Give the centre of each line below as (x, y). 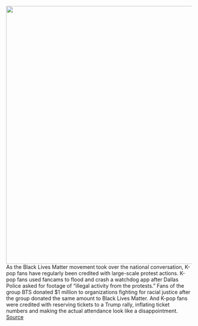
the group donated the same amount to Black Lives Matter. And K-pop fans (97, 298)
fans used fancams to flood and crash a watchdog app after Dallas (98, 279)
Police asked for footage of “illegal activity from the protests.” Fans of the (95, 286)
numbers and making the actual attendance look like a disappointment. (92, 311)
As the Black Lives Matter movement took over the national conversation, (95, 267)
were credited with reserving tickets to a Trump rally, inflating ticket (88, 304)
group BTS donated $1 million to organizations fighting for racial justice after (98, 292)
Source (15, 317)
